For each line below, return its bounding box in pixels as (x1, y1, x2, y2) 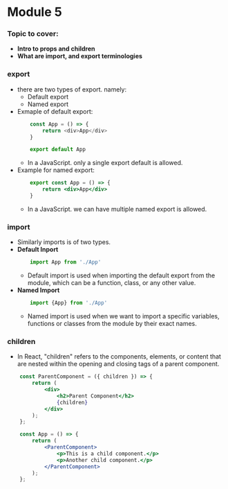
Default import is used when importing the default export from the (27, 271, 216, 280)
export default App (30, 146, 86, 153)
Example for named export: (17, 166, 95, 174)
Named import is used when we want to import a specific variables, (27, 311, 220, 320)
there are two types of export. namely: (17, 85, 126, 94)
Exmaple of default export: (17, 107, 93, 115)
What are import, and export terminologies (17, 52, 143, 60)
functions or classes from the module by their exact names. (27, 319, 197, 327)
